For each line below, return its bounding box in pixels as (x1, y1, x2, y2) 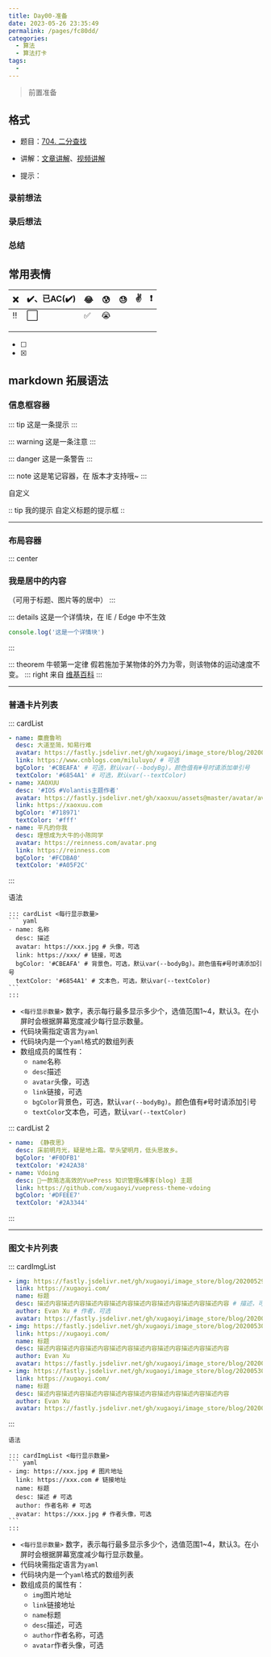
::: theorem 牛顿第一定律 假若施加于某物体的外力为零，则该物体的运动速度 (8, 660, 253, 669)
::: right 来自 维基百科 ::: (23, 670, 103, 680)
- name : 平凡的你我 (8, 824, 68, 832)
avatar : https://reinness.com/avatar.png (15, 839, 157, 847)
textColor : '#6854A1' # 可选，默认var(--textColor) (15, 771, 187, 779)
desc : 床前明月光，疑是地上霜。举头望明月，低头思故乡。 (15, 1147, 181, 1155)
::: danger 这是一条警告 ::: (8, 453, 93, 464)
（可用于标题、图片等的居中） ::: (8, 595, 116, 605)
